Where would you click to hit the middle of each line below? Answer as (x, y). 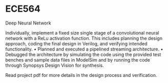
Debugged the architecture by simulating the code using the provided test (83, 54)
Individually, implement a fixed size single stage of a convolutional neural (82, 33)
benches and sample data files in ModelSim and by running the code (78, 60)
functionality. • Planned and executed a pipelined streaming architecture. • (84, 49)
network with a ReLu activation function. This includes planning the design (84, 38)
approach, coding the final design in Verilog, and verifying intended (76, 43)
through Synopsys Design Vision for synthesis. (55, 65)
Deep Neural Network (28, 23)
